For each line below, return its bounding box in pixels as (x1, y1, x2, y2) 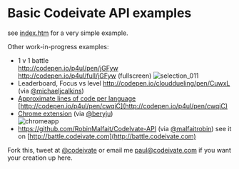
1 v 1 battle (17, 56, 49, 65)
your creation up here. (7, 153, 73, 162)
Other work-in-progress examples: (7, 42, 109, 51)
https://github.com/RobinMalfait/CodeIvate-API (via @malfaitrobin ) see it (17, 124, 232, 133)
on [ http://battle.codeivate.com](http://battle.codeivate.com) (17, 132, 196, 140)
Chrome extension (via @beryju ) (17, 109, 113, 118)
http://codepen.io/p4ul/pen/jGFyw (17, 63, 119, 72)
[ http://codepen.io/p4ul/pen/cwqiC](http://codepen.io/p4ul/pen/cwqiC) (17, 101, 228, 110)
